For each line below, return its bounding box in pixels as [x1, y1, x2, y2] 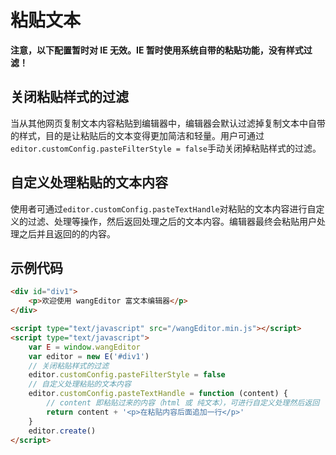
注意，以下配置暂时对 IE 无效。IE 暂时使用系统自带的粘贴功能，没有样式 [10, 44, 304, 56]
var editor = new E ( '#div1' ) [28, 351, 150, 361]
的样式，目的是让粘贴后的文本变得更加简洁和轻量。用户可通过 [10, 129, 265, 141]
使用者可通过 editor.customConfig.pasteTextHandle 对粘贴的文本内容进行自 [10, 202, 317, 215]
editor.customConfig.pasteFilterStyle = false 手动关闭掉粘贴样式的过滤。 [10, 142, 322, 154]
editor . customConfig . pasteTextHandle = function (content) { [28, 389, 288, 399]
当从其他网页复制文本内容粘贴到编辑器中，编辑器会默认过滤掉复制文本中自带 [10, 117, 326, 129]
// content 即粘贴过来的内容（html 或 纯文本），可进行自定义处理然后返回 [46, 398, 320, 408]
